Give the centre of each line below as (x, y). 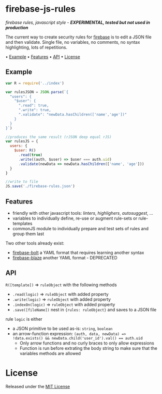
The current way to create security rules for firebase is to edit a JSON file (79, 37)
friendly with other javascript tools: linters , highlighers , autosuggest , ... (83, 213)
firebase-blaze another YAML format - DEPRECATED (65, 257)
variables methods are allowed (50, 353)
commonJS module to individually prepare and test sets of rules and (81, 228)
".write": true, (35, 110)
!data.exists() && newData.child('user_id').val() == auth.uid (78, 338)
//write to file (22, 182)
